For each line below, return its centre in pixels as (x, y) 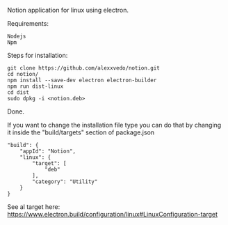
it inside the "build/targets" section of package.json (81, 132)
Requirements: (28, 23)
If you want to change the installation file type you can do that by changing (114, 125)
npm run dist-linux (35, 86)
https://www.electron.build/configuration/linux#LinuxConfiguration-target (112, 214)
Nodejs (17, 36)
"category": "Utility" (65, 182)
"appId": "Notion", (48, 151)
